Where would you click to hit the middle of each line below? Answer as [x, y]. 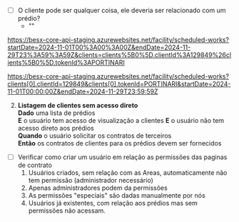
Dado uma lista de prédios [56, 113]
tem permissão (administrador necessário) [91, 181]
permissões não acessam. [67, 211]
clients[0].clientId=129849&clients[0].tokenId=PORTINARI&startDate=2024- [119, 84]
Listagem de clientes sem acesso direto [78, 106]
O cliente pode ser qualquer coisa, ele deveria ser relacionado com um [122, 10]
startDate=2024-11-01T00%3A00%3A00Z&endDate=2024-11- [99, 47]
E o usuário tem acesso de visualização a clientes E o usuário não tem [121, 121]
